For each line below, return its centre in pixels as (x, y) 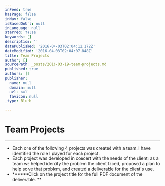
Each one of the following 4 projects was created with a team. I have (82, 148)
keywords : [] (18, 37)
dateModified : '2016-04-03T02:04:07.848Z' (49, 51)
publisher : (16, 78)
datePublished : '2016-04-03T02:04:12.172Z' (50, 46)
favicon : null (24, 96)
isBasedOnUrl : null (25, 23)
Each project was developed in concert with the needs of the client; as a (85, 158)
